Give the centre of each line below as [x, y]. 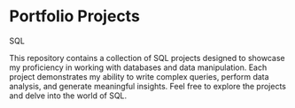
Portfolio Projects [74, 16]
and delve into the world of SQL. [68, 96]
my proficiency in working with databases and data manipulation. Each [138, 67]
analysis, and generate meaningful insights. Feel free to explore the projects [147, 86]
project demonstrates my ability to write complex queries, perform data [139, 76]
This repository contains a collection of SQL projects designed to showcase [147, 58]
